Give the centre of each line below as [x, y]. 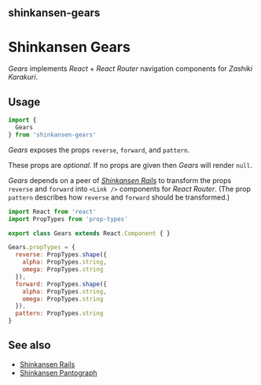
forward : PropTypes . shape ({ [61, 284]
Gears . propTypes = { [42, 248]
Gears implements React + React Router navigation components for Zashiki [130, 69]
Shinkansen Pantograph [58, 372]
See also [29, 345]
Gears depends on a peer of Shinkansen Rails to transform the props [120, 180]
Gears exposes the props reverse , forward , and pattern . [99, 150]
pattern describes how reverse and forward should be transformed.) [119, 197]
